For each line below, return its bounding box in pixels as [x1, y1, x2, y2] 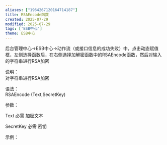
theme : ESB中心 [5, 31, 36, 36]
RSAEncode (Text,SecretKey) [5, 91, 66, 98]
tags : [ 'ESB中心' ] [5, 26, 42, 31]
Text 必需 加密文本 [5, 113, 44, 119]
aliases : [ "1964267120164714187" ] [5, 7, 78, 13]
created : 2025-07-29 [5, 17, 49, 22]
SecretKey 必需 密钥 [5, 123, 47, 129]
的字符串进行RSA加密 [5, 58, 49, 64]
